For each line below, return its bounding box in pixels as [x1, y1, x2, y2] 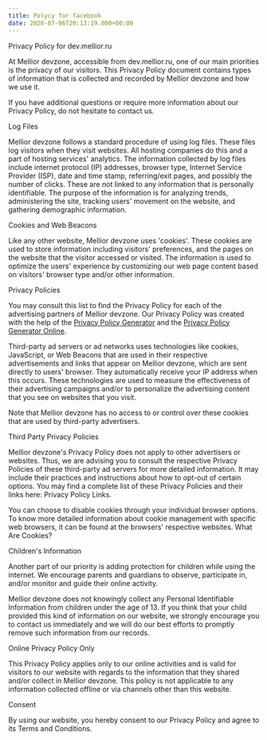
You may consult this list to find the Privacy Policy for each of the [8, 300, 222, 310]
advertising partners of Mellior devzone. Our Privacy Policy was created [8, 309, 245, 319]
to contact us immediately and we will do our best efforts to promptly [8, 619, 235, 629]
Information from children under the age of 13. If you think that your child [8, 602, 247, 611]
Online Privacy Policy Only [8, 643, 95, 653]
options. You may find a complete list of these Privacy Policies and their [8, 481, 244, 491]
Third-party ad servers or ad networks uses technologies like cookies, [8, 341, 239, 351]
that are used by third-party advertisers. [8, 416, 140, 425]
